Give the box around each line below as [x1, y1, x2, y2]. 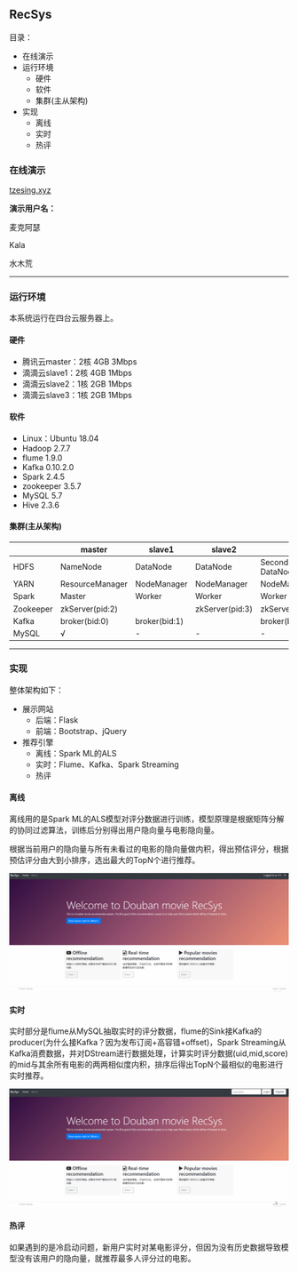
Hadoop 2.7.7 [21, 443, 71, 453]
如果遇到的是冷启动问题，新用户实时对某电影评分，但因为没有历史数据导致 [9, 1242, 281, 1252]
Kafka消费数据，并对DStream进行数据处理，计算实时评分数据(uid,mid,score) [9, 1048, 288, 1059]
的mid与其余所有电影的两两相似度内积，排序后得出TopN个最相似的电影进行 [9, 1060, 284, 1070]
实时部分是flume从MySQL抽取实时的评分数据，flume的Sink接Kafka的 [9, 1026, 263, 1036]
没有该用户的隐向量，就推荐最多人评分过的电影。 [16, 1252, 196, 1263]
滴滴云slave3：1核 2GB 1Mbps [21, 389, 133, 400]
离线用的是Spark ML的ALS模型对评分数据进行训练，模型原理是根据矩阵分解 [9, 813, 285, 825]
